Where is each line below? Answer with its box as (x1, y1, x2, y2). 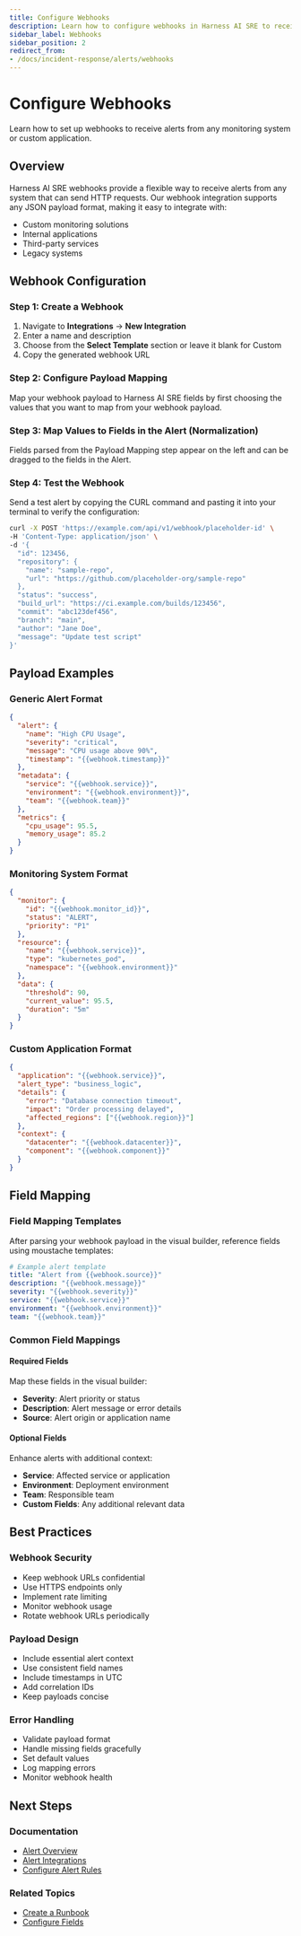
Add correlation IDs (21, 1681, 94, 1692)
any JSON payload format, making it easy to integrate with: (9, 201, 228, 212)
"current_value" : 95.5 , (25, 996, 115, 1005)
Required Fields (9, 1356, 69, 1367)
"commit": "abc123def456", (17, 608, 118, 617)
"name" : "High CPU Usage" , (25, 729, 126, 739)
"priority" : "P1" (25, 921, 90, 930)
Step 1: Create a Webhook (9, 301, 124, 313)
